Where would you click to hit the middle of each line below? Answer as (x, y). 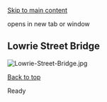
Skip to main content (38, 10)
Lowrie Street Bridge (54, 46)
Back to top (24, 76)
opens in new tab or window (49, 24)
